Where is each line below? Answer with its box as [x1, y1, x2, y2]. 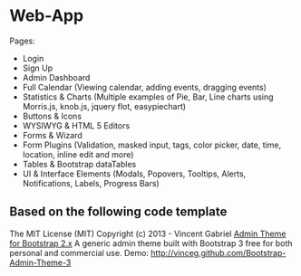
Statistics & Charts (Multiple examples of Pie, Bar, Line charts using [22, 91, 274, 102]
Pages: [9, 35, 35, 46]
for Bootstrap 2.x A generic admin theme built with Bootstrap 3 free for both [9, 237, 293, 249]
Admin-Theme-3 [9, 257, 72, 268]
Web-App [9, 5, 84, 26]
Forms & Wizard [22, 129, 83, 140]
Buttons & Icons [22, 110, 83, 121]
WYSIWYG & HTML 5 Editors [22, 119, 131, 131]
